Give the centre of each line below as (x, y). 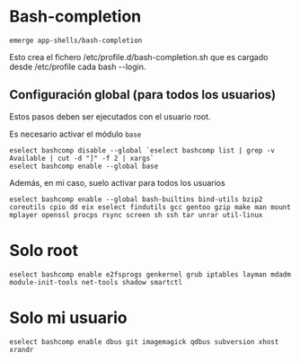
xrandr (22, 349)
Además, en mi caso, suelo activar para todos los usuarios (118, 182)
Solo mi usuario (68, 317)
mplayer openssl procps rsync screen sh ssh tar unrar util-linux (136, 215)
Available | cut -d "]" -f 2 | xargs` (82, 158)
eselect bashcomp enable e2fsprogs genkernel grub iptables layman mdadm (150, 274)
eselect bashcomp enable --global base (84, 166)
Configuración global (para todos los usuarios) (143, 95)
